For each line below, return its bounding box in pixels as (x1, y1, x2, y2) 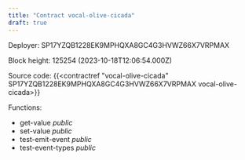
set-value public (19, 126, 72, 136)
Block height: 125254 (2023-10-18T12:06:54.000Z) (8, 56, 173, 65)
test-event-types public (19, 143, 97, 152)
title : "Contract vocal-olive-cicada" (8, 11, 135, 20)
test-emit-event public (19, 134, 92, 144)
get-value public (19, 118, 73, 127)
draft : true (8, 19, 47, 27)
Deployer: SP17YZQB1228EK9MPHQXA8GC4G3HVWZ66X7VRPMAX (8, 40, 230, 49)
